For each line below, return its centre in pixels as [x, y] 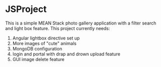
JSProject [26, 9]
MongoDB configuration [37, 48]
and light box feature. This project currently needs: [58, 28]
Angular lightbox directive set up [46, 38]
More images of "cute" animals [44, 43]
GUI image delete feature [38, 59]
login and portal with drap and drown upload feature [66, 54]
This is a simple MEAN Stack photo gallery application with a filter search [81, 23]
